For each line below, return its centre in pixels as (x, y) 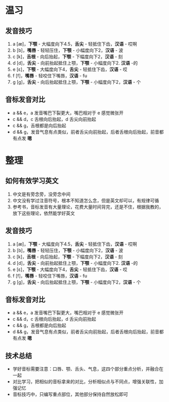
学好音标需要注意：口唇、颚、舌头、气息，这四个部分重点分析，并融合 (86, 369)
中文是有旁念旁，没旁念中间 (41, 194)
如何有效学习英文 (32, 181)
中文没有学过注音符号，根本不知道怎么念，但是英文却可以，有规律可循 (86, 200)
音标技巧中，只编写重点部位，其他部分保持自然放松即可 (70, 394)
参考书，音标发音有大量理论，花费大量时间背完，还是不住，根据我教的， (88, 207)
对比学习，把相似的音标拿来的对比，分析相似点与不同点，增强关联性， (86, 382)
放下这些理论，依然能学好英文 (44, 213)
